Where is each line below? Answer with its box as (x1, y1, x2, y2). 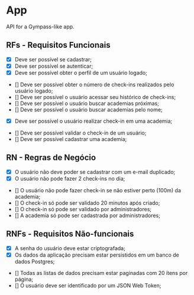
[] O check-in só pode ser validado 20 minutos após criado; (14, 199, 160, 206)
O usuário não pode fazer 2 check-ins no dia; (14, 175, 125, 182)
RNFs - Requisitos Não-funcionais (6, 229, 134, 239)
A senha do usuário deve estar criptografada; (14, 244, 125, 251)
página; (14, 276, 34, 283)
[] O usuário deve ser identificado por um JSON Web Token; (14, 281, 161, 289)
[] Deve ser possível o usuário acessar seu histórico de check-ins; (14, 93, 176, 100)
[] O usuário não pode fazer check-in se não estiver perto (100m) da (14, 186, 182, 194)
